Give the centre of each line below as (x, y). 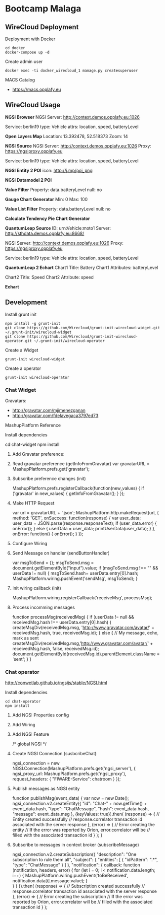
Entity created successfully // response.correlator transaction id (77, 819)
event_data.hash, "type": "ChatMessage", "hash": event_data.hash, (81, 809)
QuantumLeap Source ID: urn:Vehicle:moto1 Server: (58, 228)
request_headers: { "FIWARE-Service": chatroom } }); (66, 779)
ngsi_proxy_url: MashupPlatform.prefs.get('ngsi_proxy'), (69, 774)
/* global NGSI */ (29, 744)
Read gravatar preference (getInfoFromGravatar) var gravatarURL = (81, 463)
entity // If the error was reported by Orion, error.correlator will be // (81, 830)
